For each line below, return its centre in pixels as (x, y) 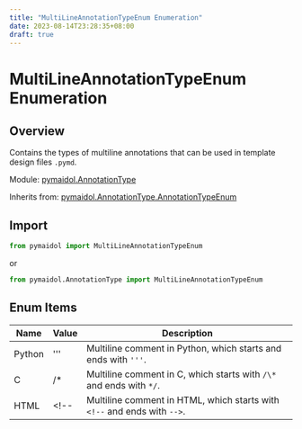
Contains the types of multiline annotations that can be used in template (142, 153)
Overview (37, 131)
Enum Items (44, 308)
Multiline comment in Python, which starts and (184, 348)
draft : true (31, 34)
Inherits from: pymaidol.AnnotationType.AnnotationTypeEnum (123, 197)
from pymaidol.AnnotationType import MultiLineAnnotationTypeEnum (136, 280)
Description (187, 333)
